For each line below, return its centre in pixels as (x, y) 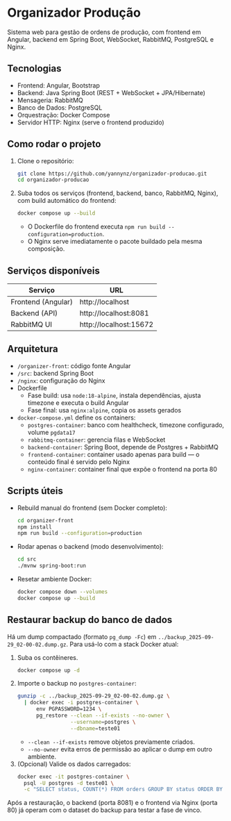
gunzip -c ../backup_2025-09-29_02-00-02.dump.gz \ (93, 696)
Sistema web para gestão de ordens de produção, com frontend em (104, 32)
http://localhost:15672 (117, 324)
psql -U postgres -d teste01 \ (69, 783)
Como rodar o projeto (54, 144)
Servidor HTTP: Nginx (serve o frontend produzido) (91, 122)
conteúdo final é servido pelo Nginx (79, 462)
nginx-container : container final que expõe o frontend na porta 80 (122, 469)
